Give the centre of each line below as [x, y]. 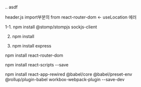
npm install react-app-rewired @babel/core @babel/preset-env [69, 74]
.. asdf [11, 7]
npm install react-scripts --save [37, 65]
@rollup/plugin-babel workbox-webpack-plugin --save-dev [65, 79]
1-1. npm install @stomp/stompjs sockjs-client [51, 27]
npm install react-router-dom [34, 55]
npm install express [32, 46]
